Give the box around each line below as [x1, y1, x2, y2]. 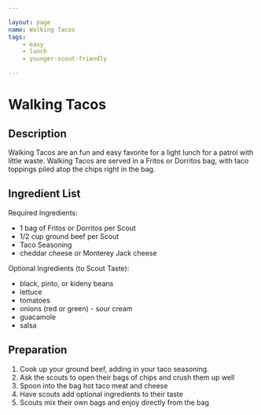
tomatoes [19, 296, 51, 305]
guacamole [19, 312, 57, 321]
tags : [8, 33, 26, 41]
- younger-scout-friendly [22, 55, 108, 63]
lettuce [19, 287, 42, 296]
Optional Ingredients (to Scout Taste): [8, 263, 130, 273]
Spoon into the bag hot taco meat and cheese [19, 380, 168, 390]
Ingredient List [8, 187, 81, 200]
